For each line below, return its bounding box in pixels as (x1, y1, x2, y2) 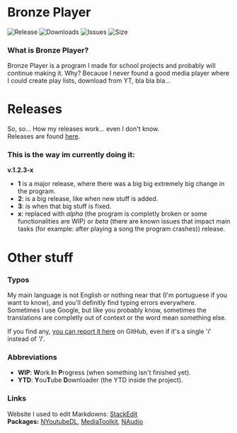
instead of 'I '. (7, 334, 45, 343)
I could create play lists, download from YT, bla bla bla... (7, 76, 171, 85)
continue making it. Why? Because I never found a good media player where (7, 69, 230, 78)
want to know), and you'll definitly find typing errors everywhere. (7, 298, 197, 306)
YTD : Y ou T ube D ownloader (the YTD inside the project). (17, 376, 183, 384)
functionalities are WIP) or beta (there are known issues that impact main (17, 217, 231, 226)
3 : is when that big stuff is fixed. (17, 202, 112, 211)
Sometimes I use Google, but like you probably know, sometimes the (7, 306, 207, 314)
